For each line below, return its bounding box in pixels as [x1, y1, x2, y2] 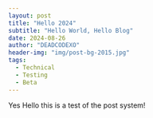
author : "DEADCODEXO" [8, 41, 80, 49]
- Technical [15, 64, 56, 72]
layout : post [8, 11, 52, 20]
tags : [8, 57, 26, 65]
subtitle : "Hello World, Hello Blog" [8, 26, 134, 34]
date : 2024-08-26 [8, 33, 66, 42]
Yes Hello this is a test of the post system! [8, 100, 146, 110]
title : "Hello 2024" [8, 19, 77, 27]
